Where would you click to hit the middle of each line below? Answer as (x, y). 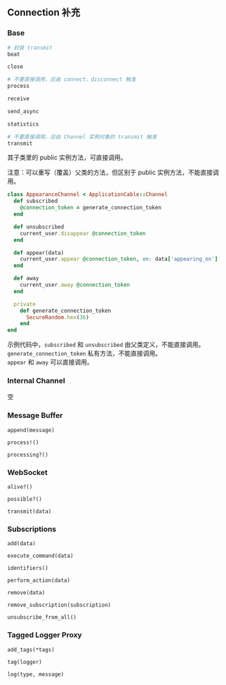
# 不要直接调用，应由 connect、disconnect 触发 (72, 79)
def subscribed (36, 201)
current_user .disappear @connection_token (83, 233)
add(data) (22, 544)
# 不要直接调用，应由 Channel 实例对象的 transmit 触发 (82, 137)
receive (19, 99)
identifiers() (28, 568)
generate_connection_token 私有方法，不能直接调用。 (84, 353)
